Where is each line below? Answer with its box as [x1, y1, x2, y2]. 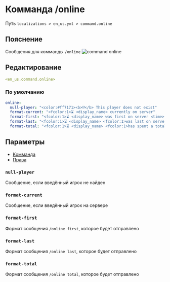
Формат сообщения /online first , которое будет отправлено [5, 225, 139, 231]
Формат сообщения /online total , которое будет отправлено [5, 271, 139, 277]
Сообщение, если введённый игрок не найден [5, 180, 106, 186]
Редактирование [5, 63, 62, 72]
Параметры [5, 138, 45, 147]
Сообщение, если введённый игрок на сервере [5, 202, 108, 208]
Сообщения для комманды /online [5, 48, 81, 54]
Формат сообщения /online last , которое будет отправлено [5, 248, 137, 254]
